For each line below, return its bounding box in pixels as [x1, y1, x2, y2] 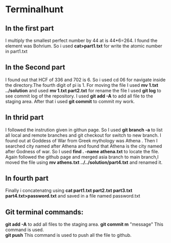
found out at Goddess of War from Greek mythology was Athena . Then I [5, 137, 158, 143]
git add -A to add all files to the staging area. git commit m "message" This [5, 221, 163, 228]
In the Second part [5, 63, 65, 72]
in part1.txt [5, 48, 28, 54]
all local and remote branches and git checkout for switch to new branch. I [5, 132, 162, 138]
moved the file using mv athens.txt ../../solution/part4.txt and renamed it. [5, 159, 163, 165]
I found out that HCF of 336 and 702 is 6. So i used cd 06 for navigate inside [5, 77, 166, 83]
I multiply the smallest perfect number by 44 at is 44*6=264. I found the [5, 37, 158, 43]
